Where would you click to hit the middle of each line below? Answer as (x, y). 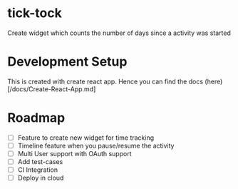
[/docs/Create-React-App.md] (52, 89)
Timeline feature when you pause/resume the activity (96, 145)
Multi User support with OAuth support (74, 153)
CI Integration (38, 170)
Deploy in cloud (41, 178)
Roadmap (36, 118)
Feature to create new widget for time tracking (86, 138)
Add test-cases (40, 162)
